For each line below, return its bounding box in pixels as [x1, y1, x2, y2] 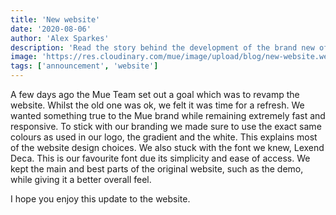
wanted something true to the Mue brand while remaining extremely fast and [10, 110, 326, 121]
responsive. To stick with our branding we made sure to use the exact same [10, 121, 322, 132]
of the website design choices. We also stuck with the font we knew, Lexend [10, 142, 325, 153]
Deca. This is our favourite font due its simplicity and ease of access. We [10, 152, 311, 164]
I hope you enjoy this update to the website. [10, 193, 191, 205]
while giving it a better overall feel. [10, 174, 152, 185]
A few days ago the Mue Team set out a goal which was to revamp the [10, 89, 300, 100]
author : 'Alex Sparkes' [10, 33, 110, 43]
